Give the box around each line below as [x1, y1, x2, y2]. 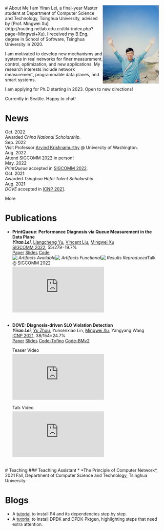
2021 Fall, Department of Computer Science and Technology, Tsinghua [5, 472, 147, 478]
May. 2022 [5, 160, 27, 166]
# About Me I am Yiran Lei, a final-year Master [5, 5, 98, 11]
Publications [5, 212, 57, 224]
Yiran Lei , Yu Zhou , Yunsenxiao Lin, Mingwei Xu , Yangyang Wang [12, 327, 144, 333]
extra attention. [12, 521, 43, 527]
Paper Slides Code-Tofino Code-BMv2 [12, 338, 90, 343]
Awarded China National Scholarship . [5, 134, 81, 140]
